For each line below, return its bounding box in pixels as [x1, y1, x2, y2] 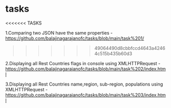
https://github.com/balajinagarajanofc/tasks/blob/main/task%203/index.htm [5, 92, 166, 98]
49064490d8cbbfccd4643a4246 [94, 45, 165, 51]
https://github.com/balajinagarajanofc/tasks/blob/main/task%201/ [5, 35, 144, 41]
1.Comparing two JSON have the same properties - [5, 30, 113, 36]
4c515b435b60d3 [94, 50, 132, 57]
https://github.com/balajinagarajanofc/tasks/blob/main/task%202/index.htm [5, 66, 166, 72]
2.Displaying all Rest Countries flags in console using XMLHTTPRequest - [5, 60, 161, 66]
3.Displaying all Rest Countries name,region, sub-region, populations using [5, 81, 163, 87]
